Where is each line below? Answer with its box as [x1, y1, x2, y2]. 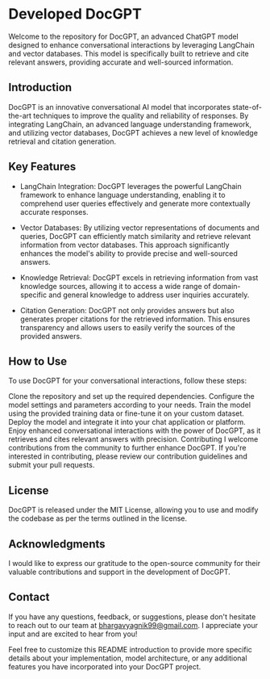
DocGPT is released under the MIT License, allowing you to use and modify [8, 505, 259, 515]
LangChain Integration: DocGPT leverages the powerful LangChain [19, 181, 242, 191]
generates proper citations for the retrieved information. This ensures [19, 314, 251, 324]
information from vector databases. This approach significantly [19, 240, 230, 249]
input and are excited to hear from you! [8, 629, 138, 639]
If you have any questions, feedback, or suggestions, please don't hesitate [8, 611, 256, 622]
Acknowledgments [8, 537, 106, 551]
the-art [8, 111, 32, 120]
